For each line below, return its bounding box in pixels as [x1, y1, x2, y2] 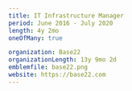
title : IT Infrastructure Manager [8, 11, 125, 20]
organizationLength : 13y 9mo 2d [8, 56, 117, 64]
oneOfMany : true [8, 34, 63, 42]
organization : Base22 [8, 49, 81, 57]
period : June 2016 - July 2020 [8, 19, 113, 27]
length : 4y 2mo [8, 26, 60, 34]
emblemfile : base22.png [8, 63, 89, 72]
